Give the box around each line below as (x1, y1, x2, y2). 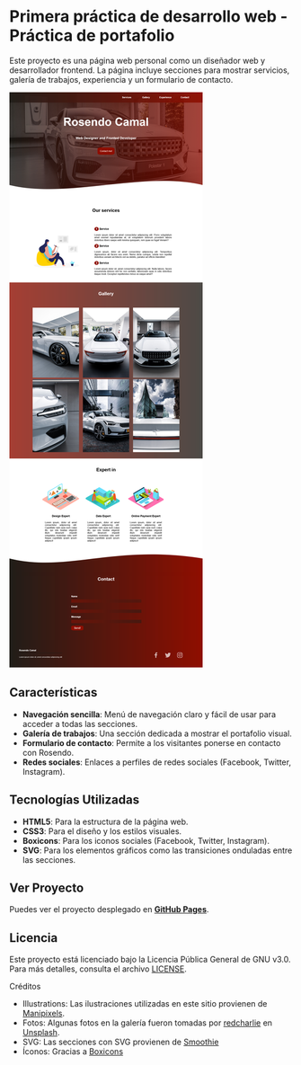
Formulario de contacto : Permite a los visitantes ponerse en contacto (22, 737, 281, 748)
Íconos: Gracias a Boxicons (22, 1046, 124, 1057)
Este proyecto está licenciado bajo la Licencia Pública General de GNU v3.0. (9, 954, 291, 965)
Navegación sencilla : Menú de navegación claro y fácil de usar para (22, 708, 277, 720)
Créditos (9, 981, 41, 992)
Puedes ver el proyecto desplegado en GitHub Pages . (9, 904, 209, 915)
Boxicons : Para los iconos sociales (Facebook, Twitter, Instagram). (22, 835, 270, 846)
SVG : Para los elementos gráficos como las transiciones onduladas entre (22, 845, 293, 856)
